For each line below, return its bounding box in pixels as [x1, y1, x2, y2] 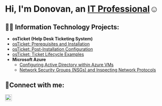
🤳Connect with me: [5, 81, 64, 89]
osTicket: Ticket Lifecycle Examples [12, 51, 84, 57]
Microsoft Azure [12, 57, 46, 62]
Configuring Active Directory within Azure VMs [19, 62, 114, 67]
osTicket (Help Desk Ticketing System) [12, 36, 93, 42]
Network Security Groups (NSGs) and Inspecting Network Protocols [19, 67, 156, 73]
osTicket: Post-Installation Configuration [12, 46, 93, 52]
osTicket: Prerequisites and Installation [12, 41, 90, 47]
